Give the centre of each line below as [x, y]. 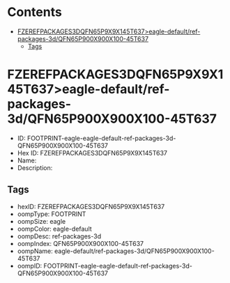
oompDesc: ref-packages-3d [59, 236]
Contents [35, 12]
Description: [35, 167]
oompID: [30, 266]
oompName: [35, 251]
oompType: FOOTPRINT [52, 214]
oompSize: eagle [41, 221]
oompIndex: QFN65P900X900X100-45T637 [80, 243]
